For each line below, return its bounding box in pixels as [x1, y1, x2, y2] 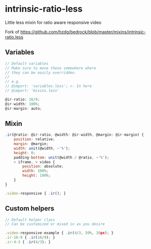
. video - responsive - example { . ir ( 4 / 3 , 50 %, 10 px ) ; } [5, 231, 114, 235]
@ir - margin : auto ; [5, 106, 42, 111]
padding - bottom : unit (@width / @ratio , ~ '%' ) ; [14, 155, 109, 160]
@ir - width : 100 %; [5, 101, 40, 107]
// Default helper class [5, 217, 55, 222]
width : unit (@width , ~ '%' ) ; [14, 146, 70, 151]
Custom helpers [5, 204, 55, 213]
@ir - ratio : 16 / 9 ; [5, 97, 40, 102]
